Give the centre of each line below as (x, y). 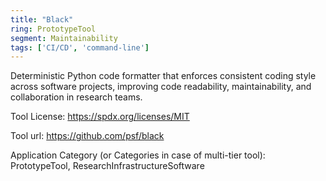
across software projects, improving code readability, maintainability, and (161, 87)
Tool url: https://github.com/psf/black (87, 136)
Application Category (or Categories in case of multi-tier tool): (138, 155)
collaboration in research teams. (76, 97)
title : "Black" (42, 19)
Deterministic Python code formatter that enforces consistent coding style (163, 76)
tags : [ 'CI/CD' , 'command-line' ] (80, 47)
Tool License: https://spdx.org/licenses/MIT (100, 117)
